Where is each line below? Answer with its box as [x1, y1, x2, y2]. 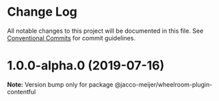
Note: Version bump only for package [7, 80, 114, 89]
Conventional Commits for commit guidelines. [7, 33, 136, 42]
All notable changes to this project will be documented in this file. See [7, 27, 204, 35]
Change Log [7, 4, 77, 20]
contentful [7, 87, 36, 96]
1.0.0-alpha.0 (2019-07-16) [7, 58, 165, 74]
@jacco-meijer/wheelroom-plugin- [114, 80, 213, 89]
